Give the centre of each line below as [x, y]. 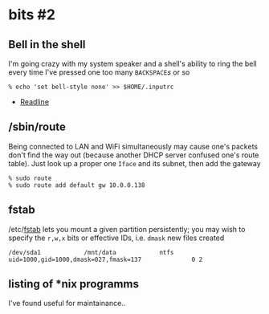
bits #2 [32, 15]
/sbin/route [37, 127]
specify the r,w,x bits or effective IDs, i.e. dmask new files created [116, 238]
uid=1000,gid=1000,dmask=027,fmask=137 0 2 [106, 259]
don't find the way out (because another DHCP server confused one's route [134, 155]
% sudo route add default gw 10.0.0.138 [77, 185]
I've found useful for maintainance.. [67, 304]
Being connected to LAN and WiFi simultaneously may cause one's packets [133, 146]
